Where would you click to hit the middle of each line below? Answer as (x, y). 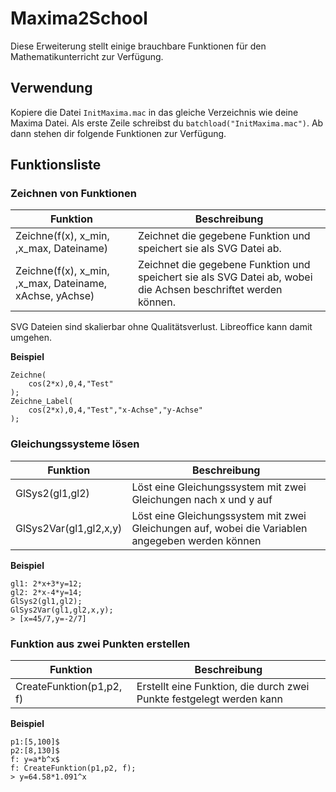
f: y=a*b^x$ (35, 760)
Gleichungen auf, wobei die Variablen (219, 528)
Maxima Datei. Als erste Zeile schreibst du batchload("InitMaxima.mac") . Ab (167, 123)
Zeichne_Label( (42, 402)
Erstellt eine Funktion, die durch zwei (223, 687)
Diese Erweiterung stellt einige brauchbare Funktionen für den (138, 46)
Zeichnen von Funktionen (73, 194)
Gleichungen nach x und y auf (202, 499)
